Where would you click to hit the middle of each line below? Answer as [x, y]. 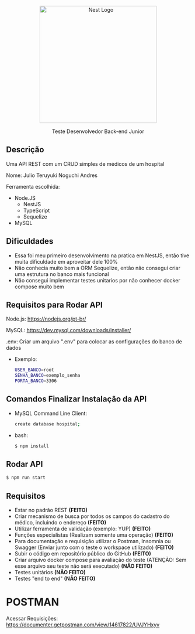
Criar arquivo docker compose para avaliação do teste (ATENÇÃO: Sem [100, 560]
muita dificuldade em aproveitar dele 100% [66, 261]
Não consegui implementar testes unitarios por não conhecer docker [97, 280]
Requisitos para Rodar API [55, 305]
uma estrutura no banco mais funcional [62, 274]
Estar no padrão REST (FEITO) [51, 510]
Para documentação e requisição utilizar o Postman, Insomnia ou [93, 541]
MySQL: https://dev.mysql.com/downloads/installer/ [69, 330]
